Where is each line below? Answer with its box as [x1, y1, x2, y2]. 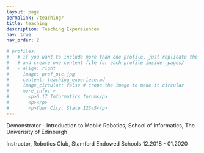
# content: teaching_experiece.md [6, 77, 105, 83]
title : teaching [6, 20, 48, 26]
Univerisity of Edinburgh [6, 128, 67, 135]
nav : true [6, 32, 32, 38]
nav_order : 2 [6, 37, 40, 43]
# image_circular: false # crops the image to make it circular [6, 82, 184, 88]
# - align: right [6, 65, 56, 71]
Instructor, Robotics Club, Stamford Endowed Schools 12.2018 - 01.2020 [6, 140, 188, 147]
